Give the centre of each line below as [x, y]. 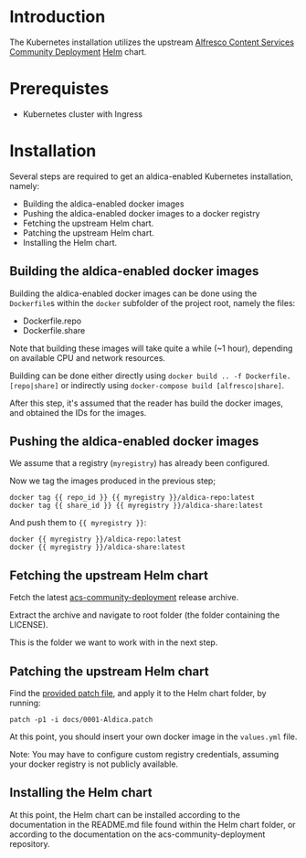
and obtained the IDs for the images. [78, 412]
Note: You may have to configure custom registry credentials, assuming [144, 755]
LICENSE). [29, 625]
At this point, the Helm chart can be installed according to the [125, 814]
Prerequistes [59, 89]
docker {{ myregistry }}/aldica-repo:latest [95, 540]
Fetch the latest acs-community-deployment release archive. [124, 598]
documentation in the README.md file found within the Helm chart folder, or [153, 824]
